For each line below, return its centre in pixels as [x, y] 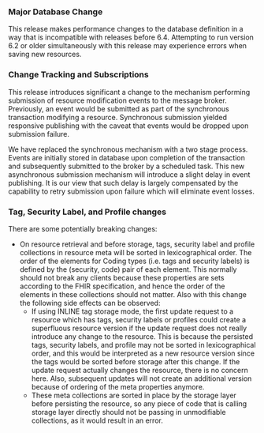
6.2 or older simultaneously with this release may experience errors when [127, 46]
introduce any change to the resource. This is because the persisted [142, 336]
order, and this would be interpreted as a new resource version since [143, 353]
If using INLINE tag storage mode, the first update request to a [132, 311]
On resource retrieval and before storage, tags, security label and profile [137, 244]
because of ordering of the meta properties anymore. [118, 386]
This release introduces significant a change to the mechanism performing [129, 92]
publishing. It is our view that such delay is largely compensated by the [123, 183]
